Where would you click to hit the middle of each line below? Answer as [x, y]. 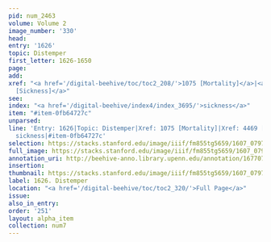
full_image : [28, 151]
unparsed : [25, 121]
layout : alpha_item [41, 219]
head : [17, 38]
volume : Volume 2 [38, 23]
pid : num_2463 [32, 16]
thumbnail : [27, 173]
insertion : [27, 166]
